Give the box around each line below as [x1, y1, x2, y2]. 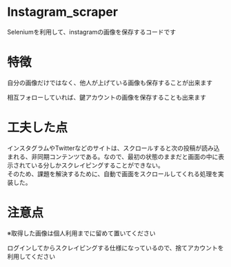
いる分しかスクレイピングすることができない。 [30, 161, 164, 169]
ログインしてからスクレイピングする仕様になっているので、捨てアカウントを [7, 244, 224, 252]
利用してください [7, 252, 56, 260]
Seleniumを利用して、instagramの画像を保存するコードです [7, 28, 177, 36]
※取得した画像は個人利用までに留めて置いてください [7, 228, 157, 237]
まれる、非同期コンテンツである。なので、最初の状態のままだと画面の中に [7, 152, 219, 160]
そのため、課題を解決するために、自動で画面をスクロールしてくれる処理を [7, 169, 219, 178]
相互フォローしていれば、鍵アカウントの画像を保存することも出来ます [7, 93, 207, 101]
